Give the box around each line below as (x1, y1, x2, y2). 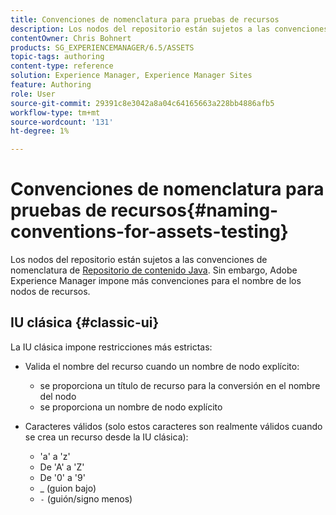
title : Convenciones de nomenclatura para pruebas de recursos (10, 14, 280, 25)
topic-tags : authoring (10, 52, 105, 62)
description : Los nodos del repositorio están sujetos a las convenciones (10, 24, 329, 34)
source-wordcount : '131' (10, 117, 114, 127)
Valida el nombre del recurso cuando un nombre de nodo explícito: (24, 360, 300, 372)
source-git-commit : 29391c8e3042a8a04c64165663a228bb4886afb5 (10, 98, 275, 108)
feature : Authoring (10, 80, 92, 90)
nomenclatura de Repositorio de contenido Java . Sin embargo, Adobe (10, 264, 298, 276)
